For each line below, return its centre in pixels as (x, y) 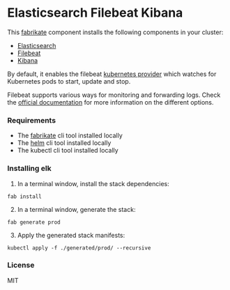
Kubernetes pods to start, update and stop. (69, 81)
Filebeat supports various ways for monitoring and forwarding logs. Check (114, 95)
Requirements (32, 120)
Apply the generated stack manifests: (71, 235)
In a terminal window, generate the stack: (76, 209)
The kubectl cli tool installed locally (68, 151)
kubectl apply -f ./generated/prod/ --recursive (79, 248)
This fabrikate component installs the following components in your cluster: (115, 32)
